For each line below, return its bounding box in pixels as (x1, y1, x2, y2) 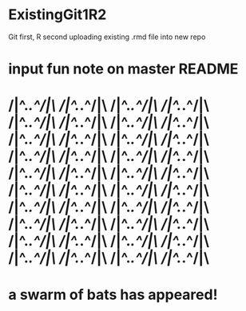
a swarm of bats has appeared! (8, 285, 218, 304)
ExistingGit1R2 (8, 6, 107, 24)
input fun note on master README (8, 60, 239, 78)
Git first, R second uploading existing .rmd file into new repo (8, 32, 206, 41)
